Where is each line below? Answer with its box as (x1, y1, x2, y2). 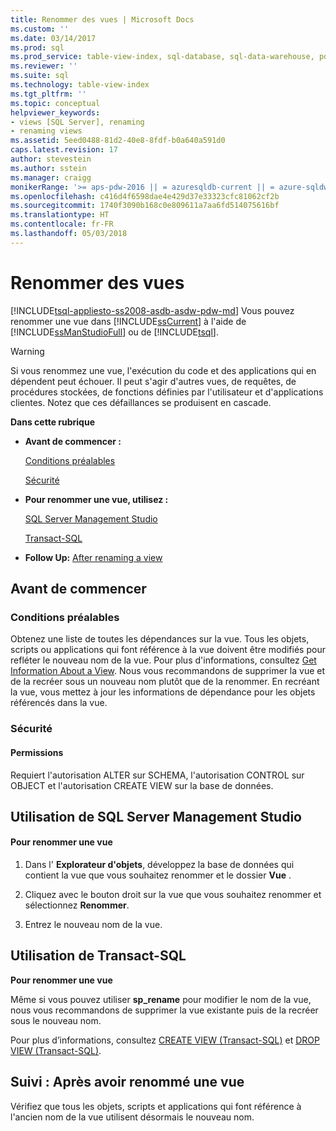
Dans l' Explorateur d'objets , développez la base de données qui (24, 859, 295, 871)
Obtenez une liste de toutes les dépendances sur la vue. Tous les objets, (10, 633, 310, 645)
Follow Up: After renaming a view (24, 551, 163, 563)
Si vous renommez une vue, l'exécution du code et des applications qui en (10, 364, 317, 376)
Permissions (10, 746, 64, 758)
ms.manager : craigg (10, 172, 92, 183)
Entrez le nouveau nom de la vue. (24, 919, 163, 931)
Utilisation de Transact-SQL (10, 947, 187, 965)
